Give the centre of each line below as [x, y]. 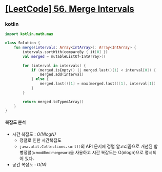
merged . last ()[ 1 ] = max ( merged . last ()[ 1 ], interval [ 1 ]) [98, 84]
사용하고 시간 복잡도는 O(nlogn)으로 [109, 152]
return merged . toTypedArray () [53, 102]
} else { [40, 79]
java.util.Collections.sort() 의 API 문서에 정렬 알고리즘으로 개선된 [86, 146]
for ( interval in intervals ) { [54, 66]
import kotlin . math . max [29, 34]
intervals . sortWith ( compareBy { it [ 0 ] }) [65, 52]
